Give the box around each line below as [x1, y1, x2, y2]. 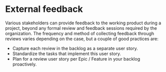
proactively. [12, 61, 37, 67]
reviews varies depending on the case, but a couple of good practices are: [5, 36, 158, 42]
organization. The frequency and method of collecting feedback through [5, 30, 154, 36]
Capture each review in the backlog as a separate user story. [12, 45, 138, 51]
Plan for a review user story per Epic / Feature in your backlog [12, 56, 140, 62]
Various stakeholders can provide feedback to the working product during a [5, 20, 161, 26]
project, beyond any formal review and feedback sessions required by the [5, 25, 157, 31]
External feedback [5, 3, 83, 15]
